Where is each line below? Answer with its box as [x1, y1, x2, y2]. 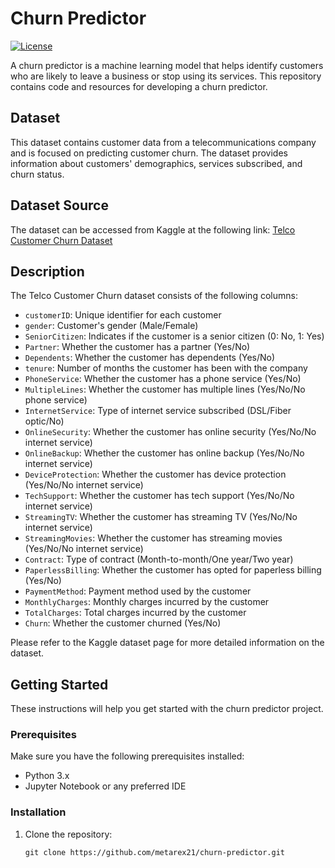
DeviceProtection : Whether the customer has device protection [24, 468, 287, 481]
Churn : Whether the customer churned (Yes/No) [24, 617, 222, 629]
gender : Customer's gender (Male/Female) [24, 320, 199, 332]
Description [10, 263, 85, 280]
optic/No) [24, 415, 65, 427]
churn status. [10, 168, 65, 180]
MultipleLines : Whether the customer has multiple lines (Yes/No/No [24, 383, 306, 396]
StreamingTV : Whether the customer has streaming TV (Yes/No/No [24, 511, 298, 523]
